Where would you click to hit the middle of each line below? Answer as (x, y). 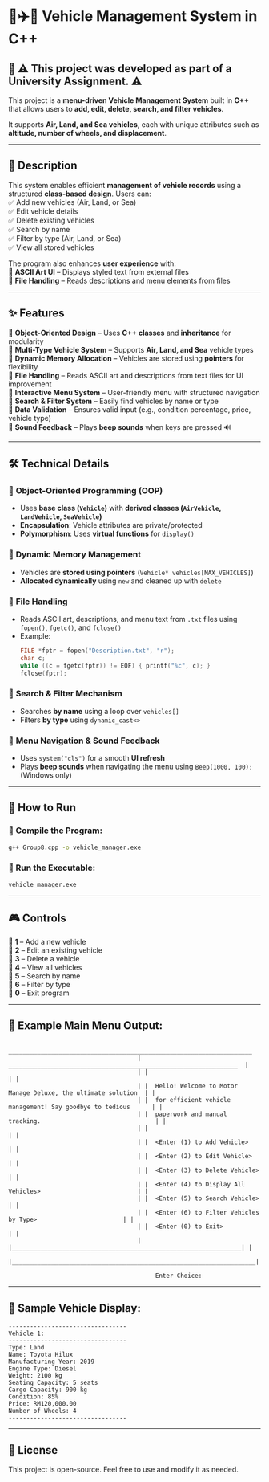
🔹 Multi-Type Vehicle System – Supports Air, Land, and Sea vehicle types (131, 349)
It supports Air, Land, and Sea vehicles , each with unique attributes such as (134, 125)
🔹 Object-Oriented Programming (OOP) (86, 490)
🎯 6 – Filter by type (39, 984)
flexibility (23, 366)
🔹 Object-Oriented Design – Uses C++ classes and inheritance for (120, 333)
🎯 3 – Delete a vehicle (44, 958)
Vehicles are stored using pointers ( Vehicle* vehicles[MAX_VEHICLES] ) (137, 572)
